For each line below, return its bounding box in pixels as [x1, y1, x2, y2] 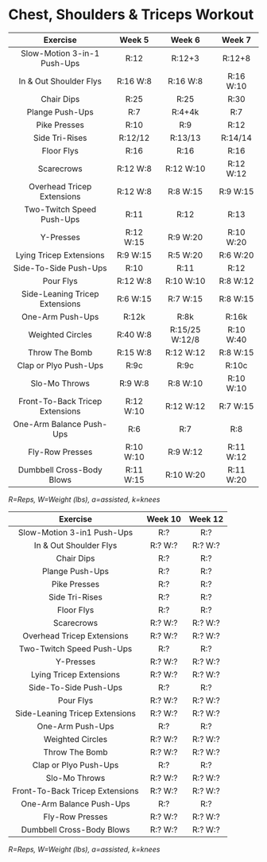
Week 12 [188, 513, 224, 524]
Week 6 [170, 34, 200, 45]
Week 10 [146, 513, 181, 524]
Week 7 [221, 34, 252, 45]
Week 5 [119, 34, 149, 45]
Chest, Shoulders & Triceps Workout [8, 6, 254, 24]
